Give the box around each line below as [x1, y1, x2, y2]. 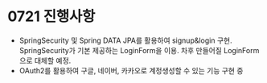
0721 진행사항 [7, 7, 96, 26]
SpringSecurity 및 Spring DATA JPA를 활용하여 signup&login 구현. [18, 35, 232, 45]
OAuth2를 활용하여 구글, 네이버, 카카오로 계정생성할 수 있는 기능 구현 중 [18, 65, 244, 75]
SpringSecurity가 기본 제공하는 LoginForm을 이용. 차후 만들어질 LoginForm [18, 45, 260, 55]
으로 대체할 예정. [18, 56, 72, 65]
